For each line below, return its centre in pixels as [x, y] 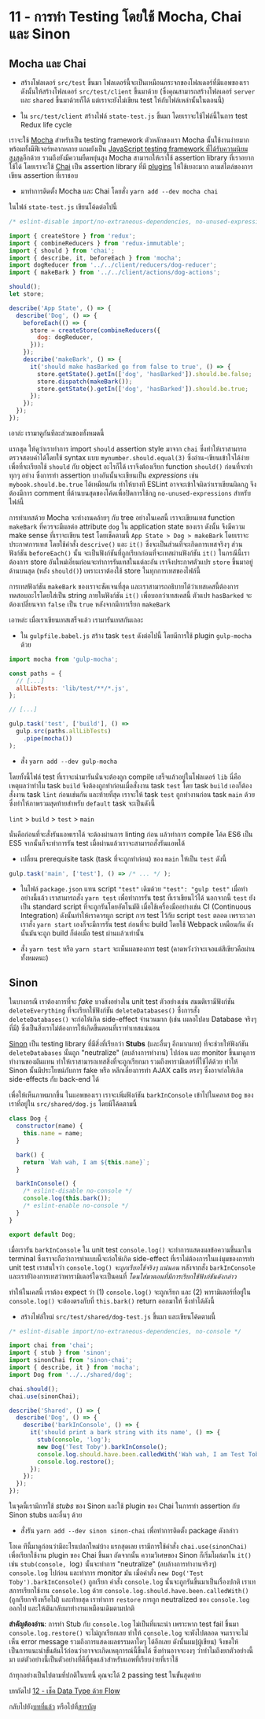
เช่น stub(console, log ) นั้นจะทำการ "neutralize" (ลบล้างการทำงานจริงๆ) [113, 1564]
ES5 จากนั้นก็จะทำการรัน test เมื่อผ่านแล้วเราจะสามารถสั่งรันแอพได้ [97, 843]
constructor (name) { [50, 1126]
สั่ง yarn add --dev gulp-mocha [68, 761]
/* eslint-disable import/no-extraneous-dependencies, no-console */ [125, 1331]
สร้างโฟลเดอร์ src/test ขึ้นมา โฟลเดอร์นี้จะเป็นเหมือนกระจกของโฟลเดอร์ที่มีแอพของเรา [135, 82]
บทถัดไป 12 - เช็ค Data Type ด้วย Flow [64, 1691]
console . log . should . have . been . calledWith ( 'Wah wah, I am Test [141, 1454]
